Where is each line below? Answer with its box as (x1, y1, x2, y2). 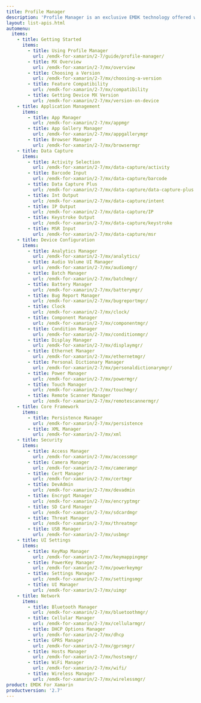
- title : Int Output (28, 192, 79, 198)
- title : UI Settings (17, 537, 71, 543)
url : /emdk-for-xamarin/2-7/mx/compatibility (32, 87, 148, 93)
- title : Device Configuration (17, 237, 95, 243)
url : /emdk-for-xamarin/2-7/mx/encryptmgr (32, 498, 141, 504)
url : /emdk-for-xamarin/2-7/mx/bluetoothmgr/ (32, 610, 148, 616)
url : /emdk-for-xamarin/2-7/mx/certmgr (32, 476, 133, 482)
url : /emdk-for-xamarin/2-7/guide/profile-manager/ (32, 53, 165, 59)
